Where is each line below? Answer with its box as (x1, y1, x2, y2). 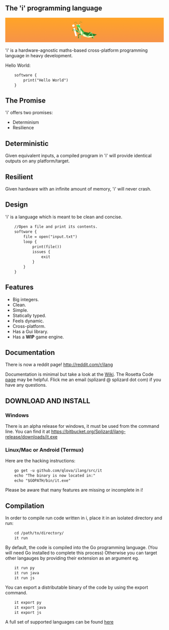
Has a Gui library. (12, 328, 49, 334)
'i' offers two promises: (5, 110, 53, 116)
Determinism (12, 119, 39, 125)
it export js (14, 610, 42, 615)
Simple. (12, 307, 29, 313)
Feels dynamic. (12, 318, 44, 324)
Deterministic (5, 139, 49, 148)
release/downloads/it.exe (5, 434, 58, 440)
